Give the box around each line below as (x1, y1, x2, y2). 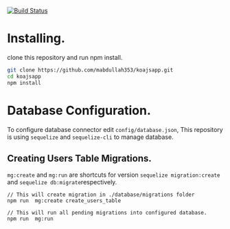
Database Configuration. (7, 102, 151, 118)
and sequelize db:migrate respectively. (7, 178, 117, 186)
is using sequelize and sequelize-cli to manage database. (7, 133, 174, 141)
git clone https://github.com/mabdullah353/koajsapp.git (7, 66, 174, 74)
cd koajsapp (7, 73, 41, 80)
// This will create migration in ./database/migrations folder (7, 191, 195, 199)
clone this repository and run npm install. (7, 53, 123, 61)
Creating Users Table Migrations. (7, 152, 152, 164)
